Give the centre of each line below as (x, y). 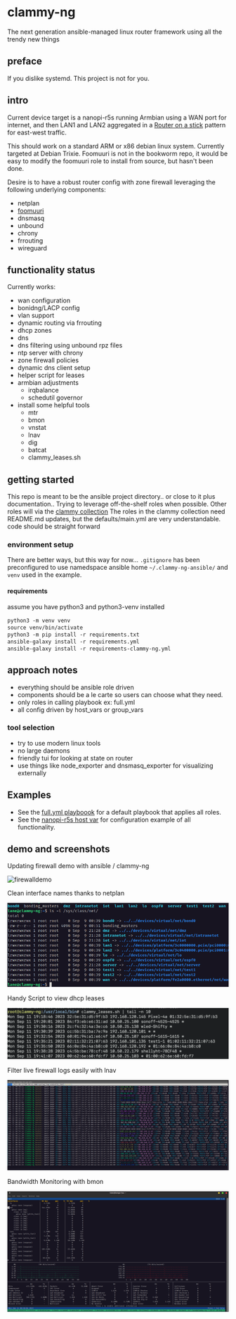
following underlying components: (57, 189)
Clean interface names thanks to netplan (66, 893)
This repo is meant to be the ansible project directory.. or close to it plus (111, 497)
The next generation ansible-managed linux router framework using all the (115, 32)
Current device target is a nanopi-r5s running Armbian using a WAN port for (117, 117)
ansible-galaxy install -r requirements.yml (73, 642)
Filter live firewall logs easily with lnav (62, 1071)
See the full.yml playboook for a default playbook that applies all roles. (119, 812)
